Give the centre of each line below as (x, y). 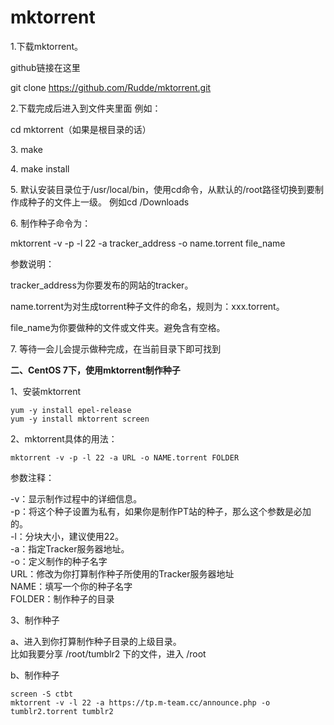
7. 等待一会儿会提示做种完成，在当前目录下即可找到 (116, 348)
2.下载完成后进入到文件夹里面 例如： (86, 108)
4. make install (40, 168)
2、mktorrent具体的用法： (64, 438)
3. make (26, 149)
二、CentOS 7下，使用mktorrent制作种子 (95, 370)
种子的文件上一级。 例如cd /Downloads (108, 202)
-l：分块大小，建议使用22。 (67, 536)
